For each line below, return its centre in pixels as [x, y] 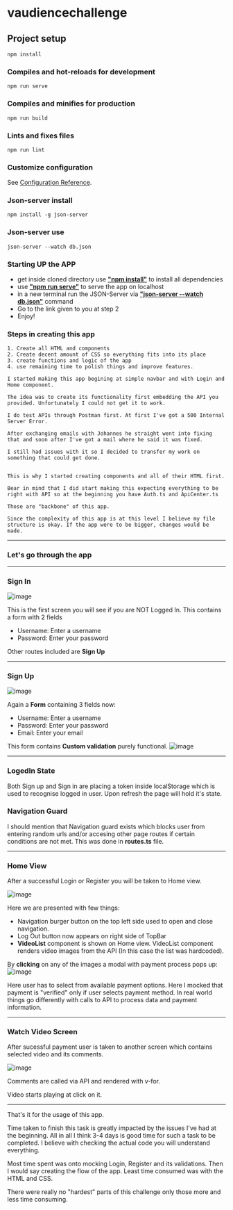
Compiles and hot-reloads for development [81, 72]
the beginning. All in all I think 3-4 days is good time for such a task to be [112, 1136]
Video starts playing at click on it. [55, 1095]
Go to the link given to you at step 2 [68, 309]
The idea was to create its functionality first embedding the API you [113, 398]
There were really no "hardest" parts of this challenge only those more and [114, 1192]
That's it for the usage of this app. [55, 1115]
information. [25, 1007]
